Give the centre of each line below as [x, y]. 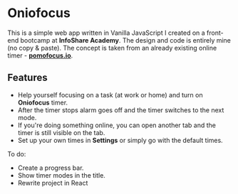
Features [27, 78]
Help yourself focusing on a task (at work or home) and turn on [110, 95]
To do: [17, 153]
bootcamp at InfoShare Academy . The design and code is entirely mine [126, 40]
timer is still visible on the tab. [61, 132]
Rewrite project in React [53, 183]
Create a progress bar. [51, 168]
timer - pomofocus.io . [40, 55]
